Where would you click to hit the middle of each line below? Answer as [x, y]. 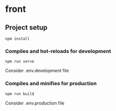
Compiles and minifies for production [51, 84]
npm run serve [20, 61]
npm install [17, 39]
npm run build [20, 94]
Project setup [27, 28]
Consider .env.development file [37, 71]
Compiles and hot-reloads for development [58, 51]
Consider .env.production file [35, 103]
